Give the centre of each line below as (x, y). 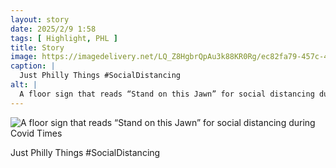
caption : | (33, 66)
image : (24, 57)
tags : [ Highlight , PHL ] (64, 38)
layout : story (40, 19)
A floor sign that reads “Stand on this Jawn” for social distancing (167, 94)
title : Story (37, 47)
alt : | (24, 85)
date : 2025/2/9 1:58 (53, 29)
